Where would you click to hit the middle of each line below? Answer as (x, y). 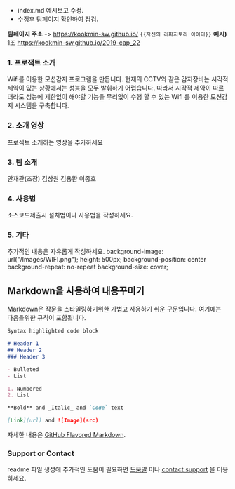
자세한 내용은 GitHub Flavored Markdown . (67, 435)
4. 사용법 (22, 199)
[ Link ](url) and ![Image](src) (53, 421)
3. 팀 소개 (22, 162)
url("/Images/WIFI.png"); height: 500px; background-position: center (107, 260)
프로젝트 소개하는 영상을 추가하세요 (55, 142)
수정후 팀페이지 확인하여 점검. (58, 19)
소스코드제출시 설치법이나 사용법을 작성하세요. (70, 215)
